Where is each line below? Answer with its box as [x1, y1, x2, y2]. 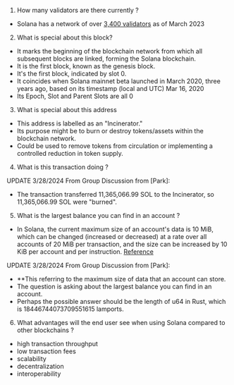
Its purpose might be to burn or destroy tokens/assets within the [16, 127, 204, 135]
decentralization [16, 362, 64, 370]
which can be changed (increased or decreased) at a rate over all [16, 233, 207, 240]
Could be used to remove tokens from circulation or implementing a [16, 142, 213, 150]
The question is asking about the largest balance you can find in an [16, 282, 212, 291]
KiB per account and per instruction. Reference [16, 248, 154, 256]
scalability [16, 355, 47, 362]
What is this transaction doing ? [16, 163, 109, 171]
